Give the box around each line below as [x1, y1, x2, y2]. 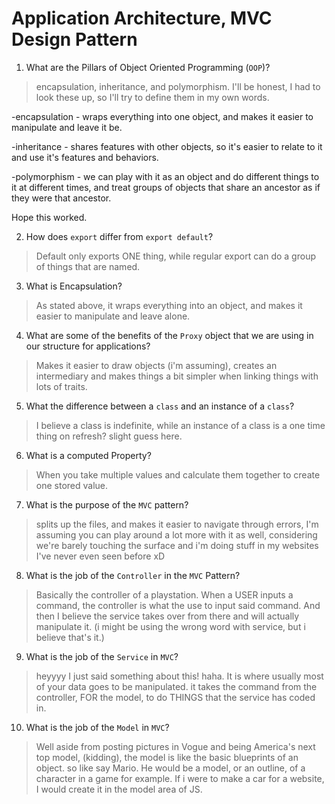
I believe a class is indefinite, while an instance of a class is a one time [35, 419, 326, 431]
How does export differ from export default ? [25, 230, 214, 242]
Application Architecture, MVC [11, 7, 273, 30]
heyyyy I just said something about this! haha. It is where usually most [35, 670, 324, 682]
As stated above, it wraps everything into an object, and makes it [35, 299, 303, 311]
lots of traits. [35, 380, 88, 392]
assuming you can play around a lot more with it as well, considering [35, 528, 318, 541]
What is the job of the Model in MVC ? [25, 721, 170, 733]
